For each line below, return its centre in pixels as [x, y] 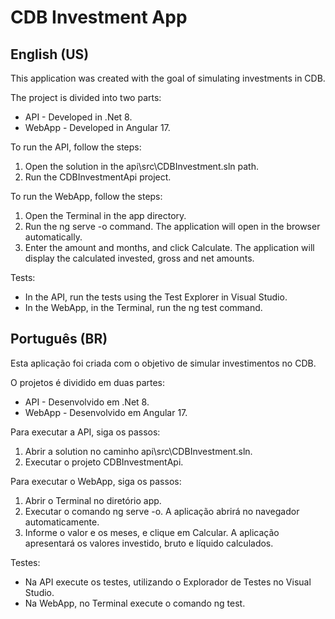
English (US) [50, 54]
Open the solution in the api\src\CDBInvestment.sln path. [141, 166]
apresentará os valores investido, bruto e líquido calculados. [149, 543]
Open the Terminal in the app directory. [105, 215]
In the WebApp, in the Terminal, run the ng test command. [143, 307]
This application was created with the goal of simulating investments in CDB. [168, 78]
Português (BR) [59, 339]
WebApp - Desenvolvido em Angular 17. [106, 412]
